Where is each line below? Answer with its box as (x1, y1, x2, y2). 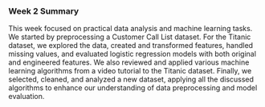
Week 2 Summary (8, 6, 79, 17)
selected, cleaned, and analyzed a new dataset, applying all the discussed (8, 74, 255, 85)
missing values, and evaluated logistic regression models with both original (8, 50, 257, 59)
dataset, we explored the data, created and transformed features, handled (8, 41, 254, 50)
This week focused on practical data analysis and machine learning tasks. (8, 24, 253, 34)
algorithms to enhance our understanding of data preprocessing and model (8, 83, 258, 93)
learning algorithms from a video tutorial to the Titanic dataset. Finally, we (8, 66, 252, 76)
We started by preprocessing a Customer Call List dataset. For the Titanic (8, 32, 251, 42)
